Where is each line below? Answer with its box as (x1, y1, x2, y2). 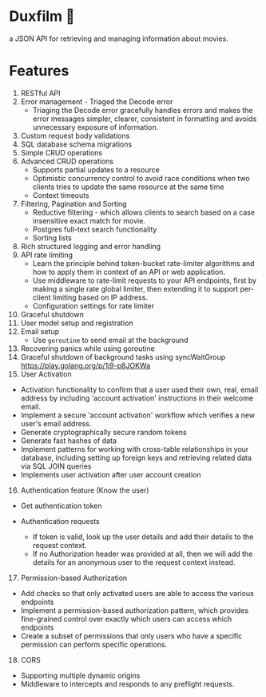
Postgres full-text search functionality (32, 224, 157, 234)
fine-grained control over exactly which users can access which (20, 614, 232, 623)
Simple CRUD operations (20, 147, 103, 157)
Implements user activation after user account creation (20, 469, 202, 479)
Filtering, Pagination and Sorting (20, 199, 127, 208)
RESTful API (20, 88, 61, 98)
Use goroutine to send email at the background (32, 335, 189, 344)
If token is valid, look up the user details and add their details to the (32, 532, 254, 542)
